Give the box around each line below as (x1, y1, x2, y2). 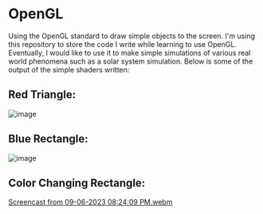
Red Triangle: (8, 88, 77, 102)
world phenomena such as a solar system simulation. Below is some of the (8, 56, 253, 66)
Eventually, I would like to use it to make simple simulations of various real (8, 48, 251, 57)
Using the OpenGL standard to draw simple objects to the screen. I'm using (8, 31, 256, 41)
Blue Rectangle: (8, 132, 89, 146)
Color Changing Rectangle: (8, 176, 146, 189)
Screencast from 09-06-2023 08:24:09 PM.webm (8, 197, 173, 207)
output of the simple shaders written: (8, 64, 130, 74)
